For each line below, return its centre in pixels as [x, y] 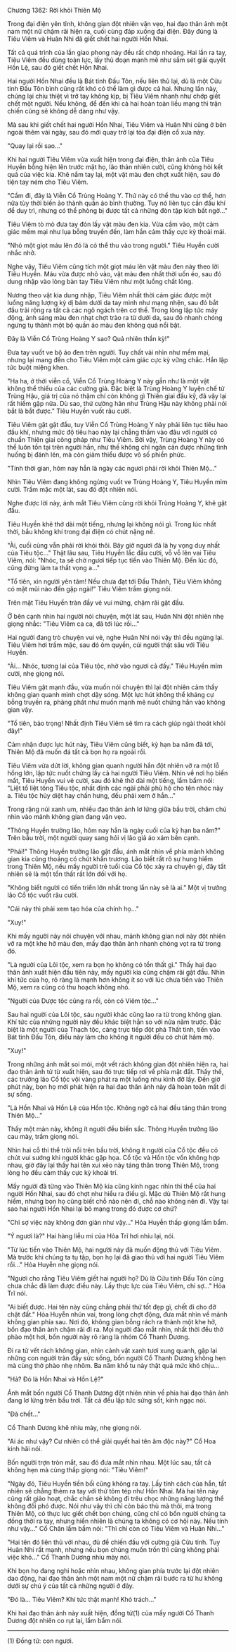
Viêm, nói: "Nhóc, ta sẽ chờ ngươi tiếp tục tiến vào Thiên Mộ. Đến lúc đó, [113, 560]
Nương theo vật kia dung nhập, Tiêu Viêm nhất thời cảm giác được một [110, 295]
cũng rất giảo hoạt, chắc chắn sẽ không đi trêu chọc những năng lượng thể [116, 1498]
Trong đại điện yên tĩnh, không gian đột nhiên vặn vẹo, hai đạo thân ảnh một [118, 24]
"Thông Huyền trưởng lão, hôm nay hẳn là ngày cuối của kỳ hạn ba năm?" [114, 830]
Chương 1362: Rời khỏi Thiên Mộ [54, 10]
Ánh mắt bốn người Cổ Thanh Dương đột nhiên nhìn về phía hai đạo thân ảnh [118, 1393]
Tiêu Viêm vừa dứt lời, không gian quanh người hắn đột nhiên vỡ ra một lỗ [113, 765]
